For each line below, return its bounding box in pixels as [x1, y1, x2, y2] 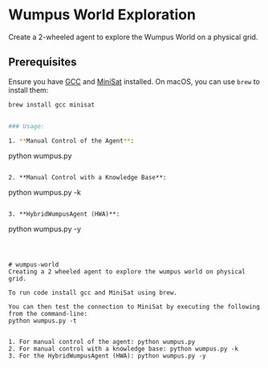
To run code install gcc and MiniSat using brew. [8, 289, 178, 297]
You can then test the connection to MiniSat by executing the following [8, 303, 261, 311]
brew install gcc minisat [8, 100, 95, 109]
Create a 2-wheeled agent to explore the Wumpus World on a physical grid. [8, 32, 258, 42]
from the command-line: [8, 310, 88, 318]
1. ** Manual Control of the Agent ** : [8, 136, 135, 145]
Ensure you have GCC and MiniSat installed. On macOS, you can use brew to [8, 76, 261, 86]
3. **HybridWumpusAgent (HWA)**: [8, 210, 120, 218]
